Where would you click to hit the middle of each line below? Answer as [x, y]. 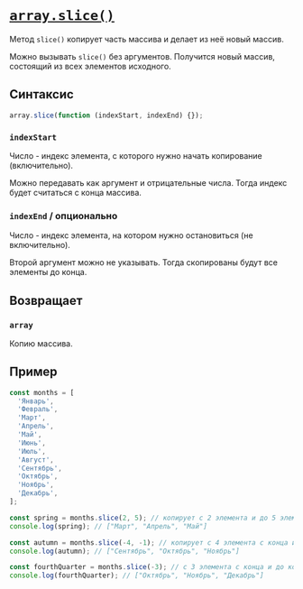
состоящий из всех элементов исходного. [90, 66]
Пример [33, 372]
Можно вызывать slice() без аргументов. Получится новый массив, [142, 56]
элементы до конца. [48, 272]
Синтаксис [41, 94]
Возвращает [46, 300]
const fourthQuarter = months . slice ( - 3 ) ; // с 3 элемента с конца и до [147, 567]
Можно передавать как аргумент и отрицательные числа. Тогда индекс [148, 182]
